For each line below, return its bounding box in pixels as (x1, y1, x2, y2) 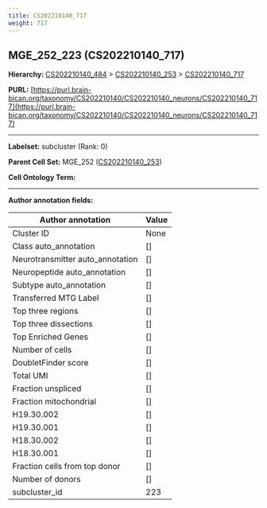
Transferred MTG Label (12, 292, 99, 303)
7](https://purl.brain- (8, 102, 76, 111)
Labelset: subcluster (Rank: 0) (8, 142, 108, 151)
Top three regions (12, 306, 79, 317)
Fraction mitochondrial (12, 396, 97, 407)
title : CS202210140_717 (8, 11, 87, 20)
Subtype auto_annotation (12, 279, 106, 291)
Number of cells (12, 344, 72, 355)
